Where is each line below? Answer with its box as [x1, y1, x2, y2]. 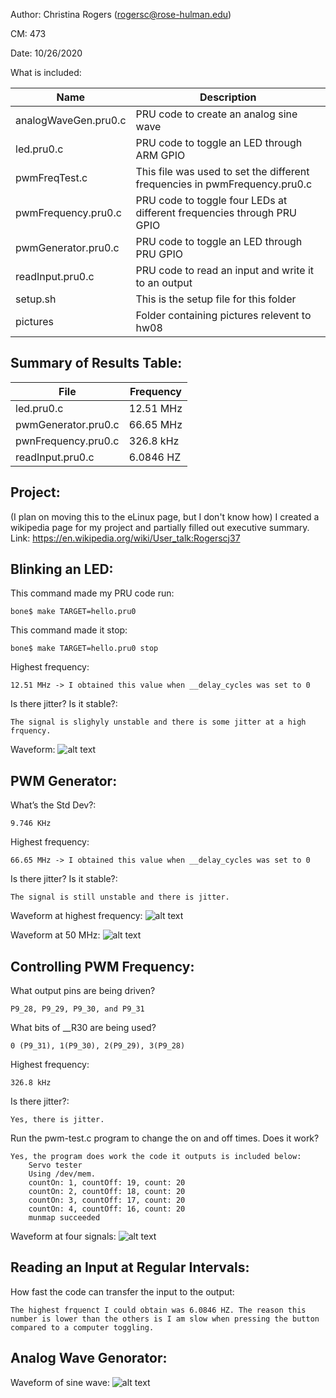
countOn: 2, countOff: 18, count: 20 [28, 1187, 186, 1197]
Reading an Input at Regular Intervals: [10, 1259, 250, 1276]
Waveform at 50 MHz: [10, 929, 101, 941]
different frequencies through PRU [135, 206, 297, 219]
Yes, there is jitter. [10, 1115, 105, 1125]
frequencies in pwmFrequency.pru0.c [135, 177, 313, 191]
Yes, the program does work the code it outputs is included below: [10, 1152, 302, 1162]
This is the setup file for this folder [135, 292, 297, 306]
